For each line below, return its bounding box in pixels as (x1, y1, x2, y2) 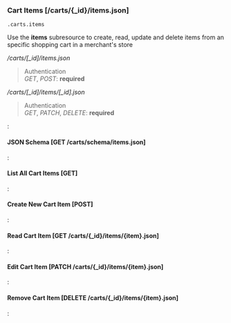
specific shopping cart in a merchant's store (7, 41, 133, 49)
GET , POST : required (24, 75, 85, 83)
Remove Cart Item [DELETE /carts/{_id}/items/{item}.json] (7, 293, 178, 302)
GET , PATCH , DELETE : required (24, 109, 115, 117)
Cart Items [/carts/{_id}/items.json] (7, 6, 129, 15)
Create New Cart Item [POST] (7, 200, 93, 208)
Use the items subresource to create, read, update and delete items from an (7, 33, 225, 41)
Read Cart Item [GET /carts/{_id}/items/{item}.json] (7, 231, 159, 239)
